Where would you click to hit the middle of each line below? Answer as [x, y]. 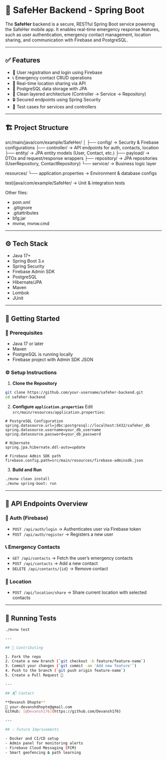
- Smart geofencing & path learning [43, 753]
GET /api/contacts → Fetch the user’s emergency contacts [73, 558]
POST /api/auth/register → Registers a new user [63, 534]
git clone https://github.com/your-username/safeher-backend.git [74, 392]
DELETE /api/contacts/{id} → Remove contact [60, 568]
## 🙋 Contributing [24, 648]
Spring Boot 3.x [28, 261]
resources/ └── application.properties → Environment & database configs [81, 173]
